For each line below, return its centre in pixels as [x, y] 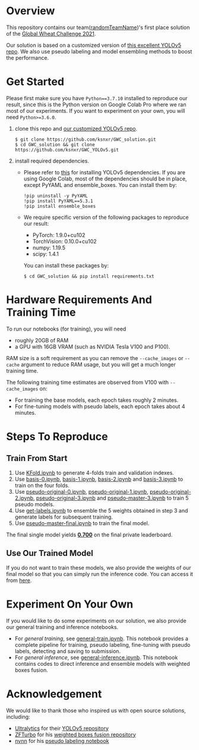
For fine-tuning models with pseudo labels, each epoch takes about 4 [100, 406]
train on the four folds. [42, 485]
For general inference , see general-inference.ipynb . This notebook [96, 657]
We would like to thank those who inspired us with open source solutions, [96, 710]
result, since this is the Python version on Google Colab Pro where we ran [96, 104]
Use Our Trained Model [50, 553]
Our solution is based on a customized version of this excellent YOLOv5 [94, 45]
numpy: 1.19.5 [49, 247]
